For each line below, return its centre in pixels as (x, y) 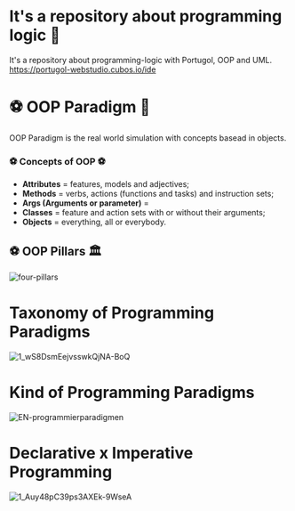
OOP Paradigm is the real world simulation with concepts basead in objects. (148, 138)
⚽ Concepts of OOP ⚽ (58, 161)
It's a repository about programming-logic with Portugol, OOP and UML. (141, 60)
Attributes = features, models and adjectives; (105, 184)
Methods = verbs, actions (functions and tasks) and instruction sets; (147, 194)
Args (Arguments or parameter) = (85, 203)
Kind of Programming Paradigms (132, 393)
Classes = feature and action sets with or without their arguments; (144, 213)
